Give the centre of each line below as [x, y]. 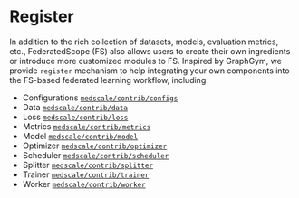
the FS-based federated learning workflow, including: [109, 80]
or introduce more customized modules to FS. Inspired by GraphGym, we [146, 61]
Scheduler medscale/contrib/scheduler [96, 155]
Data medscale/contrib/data [75, 107]
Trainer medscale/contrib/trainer [86, 174]
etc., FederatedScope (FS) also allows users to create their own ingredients [150, 51]
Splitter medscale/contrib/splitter [88, 165]
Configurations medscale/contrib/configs [100, 98]
